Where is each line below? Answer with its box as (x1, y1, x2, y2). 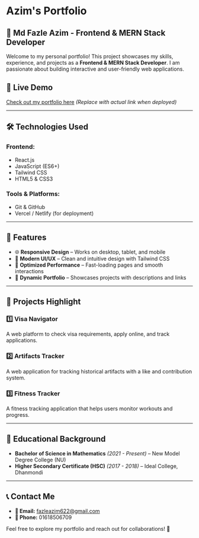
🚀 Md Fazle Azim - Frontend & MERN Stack (6, 28, 166, 38)
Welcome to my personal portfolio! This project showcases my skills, (6, 53, 174, 60)
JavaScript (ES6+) (14, 162, 60, 170)
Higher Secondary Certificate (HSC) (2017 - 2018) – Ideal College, (14, 462, 178, 470)
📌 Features (6, 233, 47, 243)
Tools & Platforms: (6, 190, 60, 198)
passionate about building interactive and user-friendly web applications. (6, 65, 185, 72)
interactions (14, 267, 44, 274)
